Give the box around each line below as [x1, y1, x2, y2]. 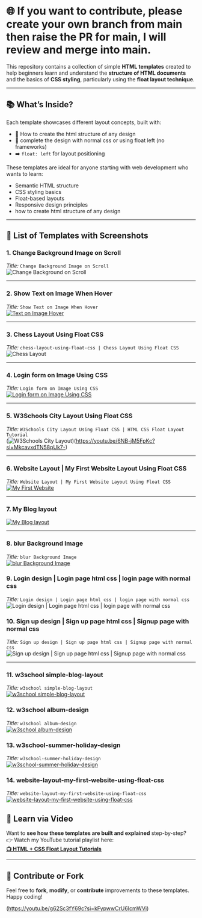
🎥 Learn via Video [6, 813, 73, 823]
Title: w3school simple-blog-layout [6, 684, 93, 692]
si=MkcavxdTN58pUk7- [6, 443, 66, 451]
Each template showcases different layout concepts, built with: [6, 119, 162, 126]
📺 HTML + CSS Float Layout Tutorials [6, 845, 102, 853]
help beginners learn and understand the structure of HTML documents [6, 69, 186, 76]
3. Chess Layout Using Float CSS [6, 330, 104, 339]
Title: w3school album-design [6, 719, 77, 726]
